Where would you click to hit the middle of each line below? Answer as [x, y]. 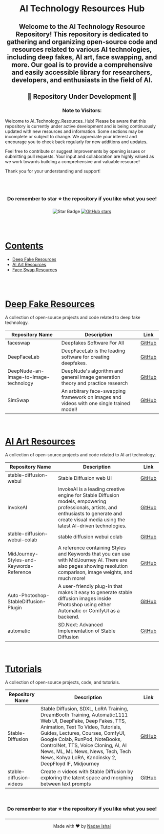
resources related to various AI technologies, [82, 49]
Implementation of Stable [87, 631]
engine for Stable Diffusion [89, 495]
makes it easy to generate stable [95, 593]
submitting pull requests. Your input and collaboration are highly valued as [80, 156]
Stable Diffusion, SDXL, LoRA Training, [84, 709]
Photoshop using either [84, 605]
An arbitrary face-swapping [93, 391]
